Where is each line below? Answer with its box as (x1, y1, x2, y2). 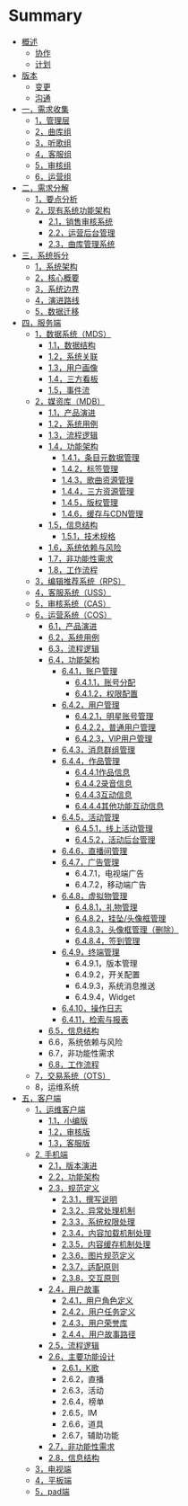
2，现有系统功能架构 (34, 204, 111, 216)
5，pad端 (34, 1485, 71, 1497)
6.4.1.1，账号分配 (74, 676, 136, 688)
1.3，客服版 (47, 1137, 90, 1148)
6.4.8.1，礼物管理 (74, 901, 138, 913)
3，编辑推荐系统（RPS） (34, 575, 126, 586)
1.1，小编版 (47, 1115, 89, 1126)
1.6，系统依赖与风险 (47, 541, 122, 553)
